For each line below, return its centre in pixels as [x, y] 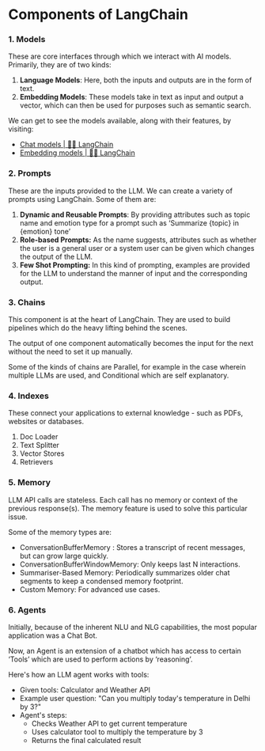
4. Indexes [28, 396]
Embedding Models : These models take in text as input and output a [131, 97]
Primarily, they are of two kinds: [60, 65]
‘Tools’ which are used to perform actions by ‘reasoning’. [100, 659]
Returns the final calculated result [86, 740]
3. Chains [27, 302]
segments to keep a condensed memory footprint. [101, 581]
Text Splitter [39, 446]
